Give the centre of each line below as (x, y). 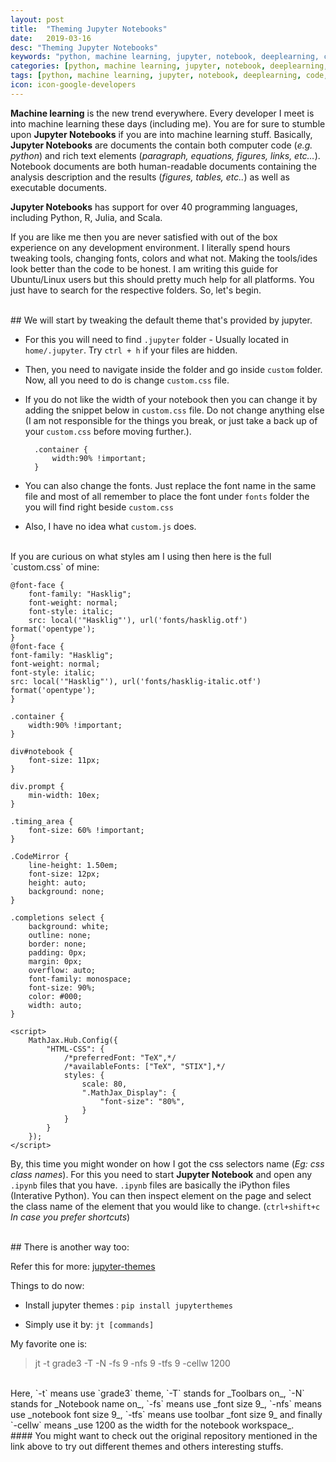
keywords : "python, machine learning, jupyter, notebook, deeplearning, (165, 57)
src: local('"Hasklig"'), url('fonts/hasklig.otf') (138, 620)
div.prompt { (37, 786)
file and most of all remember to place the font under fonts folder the (167, 496)
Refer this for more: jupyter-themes (83, 1266)
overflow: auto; (62, 970)
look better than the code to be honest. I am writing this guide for (144, 268)
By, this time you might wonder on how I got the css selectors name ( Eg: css (167, 1163)
